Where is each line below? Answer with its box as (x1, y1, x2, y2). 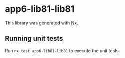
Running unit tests (5, 34, 63, 43)
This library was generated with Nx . (5, 20, 78, 26)
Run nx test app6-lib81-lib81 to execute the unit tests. (5, 47, 120, 53)
